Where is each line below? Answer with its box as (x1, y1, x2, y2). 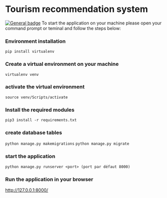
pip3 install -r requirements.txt (5, 118, 77, 123)
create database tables (5, 129, 62, 136)
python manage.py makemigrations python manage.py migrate (5, 141, 130, 147)
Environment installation (5, 37, 66, 44)
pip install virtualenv (5, 49, 55, 54)
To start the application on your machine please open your (41, 20, 162, 26)
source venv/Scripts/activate (5, 95, 68, 100)
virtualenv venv (5, 72, 39, 77)
